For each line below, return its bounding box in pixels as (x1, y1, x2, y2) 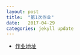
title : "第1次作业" (6, 14, 54, 20)
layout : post (6, 8, 39, 15)
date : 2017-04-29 (6, 20, 55, 26)
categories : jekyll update (6, 25, 74, 32)
